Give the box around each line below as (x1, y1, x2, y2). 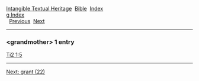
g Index (6, 11, 25, 18)
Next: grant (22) (6, 68, 46, 76)
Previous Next (8, 18, 45, 24)
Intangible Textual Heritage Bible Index (6, 5, 104, 12)
